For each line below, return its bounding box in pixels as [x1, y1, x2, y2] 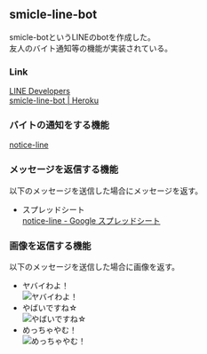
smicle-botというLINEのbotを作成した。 [9, 31, 155, 43]
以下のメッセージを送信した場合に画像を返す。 [9, 262, 180, 271]
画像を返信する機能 [9, 240, 92, 252]
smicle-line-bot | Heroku [9, 95, 100, 106]
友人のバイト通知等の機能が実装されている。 [9, 43, 173, 53]
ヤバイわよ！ [21, 280, 69, 291]
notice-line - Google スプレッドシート [21, 215, 161, 225]
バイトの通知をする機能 [9, 119, 109, 131]
